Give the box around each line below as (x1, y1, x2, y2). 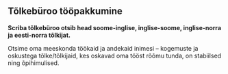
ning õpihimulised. (8, 58, 60, 67)
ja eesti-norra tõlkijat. (8, 31, 71, 39)
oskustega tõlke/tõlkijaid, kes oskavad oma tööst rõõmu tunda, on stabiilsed (8, 51, 222, 60)
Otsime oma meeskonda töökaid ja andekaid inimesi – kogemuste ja (8, 44, 199, 52)
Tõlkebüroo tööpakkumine (8, 5, 123, 17)
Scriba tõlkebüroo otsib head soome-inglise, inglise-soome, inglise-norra (8, 23, 222, 32)
